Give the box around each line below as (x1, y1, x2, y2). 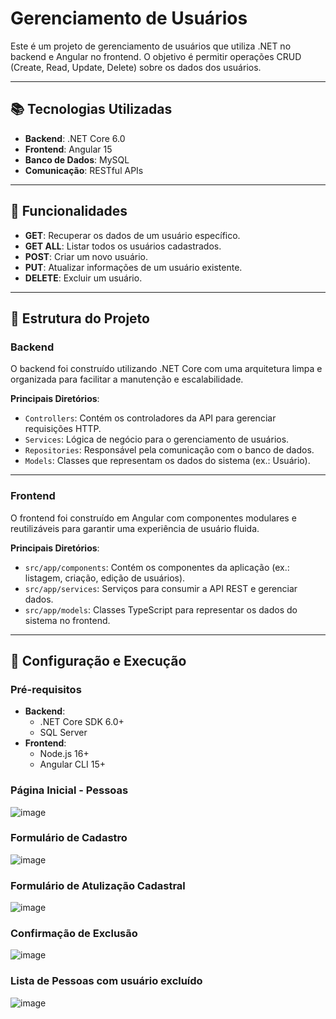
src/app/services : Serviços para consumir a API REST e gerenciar (24, 582, 298, 594)
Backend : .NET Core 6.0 (24, 132, 126, 144)
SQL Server (39, 727, 88, 739)
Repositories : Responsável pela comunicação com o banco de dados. (24, 444, 315, 456)
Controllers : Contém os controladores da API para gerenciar (24, 412, 277, 424)
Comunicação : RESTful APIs (24, 164, 144, 176)
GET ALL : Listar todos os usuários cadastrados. (24, 240, 222, 252)
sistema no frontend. (24, 614, 111, 626)
